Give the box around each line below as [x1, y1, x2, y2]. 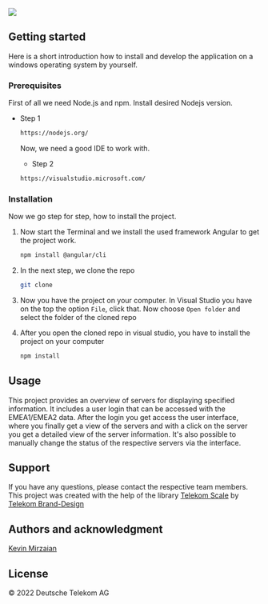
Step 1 [19, 114, 41, 123]
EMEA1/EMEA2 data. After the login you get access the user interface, [8, 412, 239, 422]
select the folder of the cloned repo [19, 312, 138, 322]
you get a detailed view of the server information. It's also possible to [8, 429, 237, 439]
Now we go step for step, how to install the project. [8, 212, 177, 222]
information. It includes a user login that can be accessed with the [8, 404, 226, 414]
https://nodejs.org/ [19, 129, 89, 138]
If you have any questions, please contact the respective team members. [8, 482, 249, 492]
